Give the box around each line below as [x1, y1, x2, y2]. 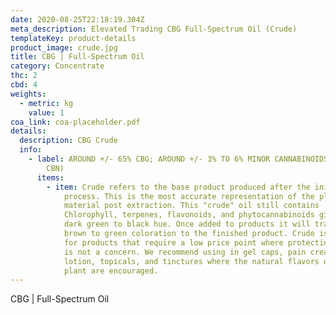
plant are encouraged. [63, 266, 159, 276]
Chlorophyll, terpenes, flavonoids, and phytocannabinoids [63, 210, 315, 220]
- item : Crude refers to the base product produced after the [46, 182, 311, 192]
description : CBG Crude [19, 136, 118, 146]
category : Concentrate [10, 61, 105, 71]
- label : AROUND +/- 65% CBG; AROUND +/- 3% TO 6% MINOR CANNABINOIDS [28, 154, 329, 164]
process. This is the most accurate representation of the [63, 191, 315, 201]
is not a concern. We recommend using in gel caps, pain [63, 247, 307, 257]
